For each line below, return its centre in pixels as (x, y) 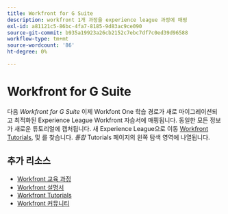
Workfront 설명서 (40, 187)
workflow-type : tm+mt (38, 39)
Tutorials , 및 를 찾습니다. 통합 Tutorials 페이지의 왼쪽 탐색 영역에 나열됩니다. (109, 137)
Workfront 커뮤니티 (43, 203)
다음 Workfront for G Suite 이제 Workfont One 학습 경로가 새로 (92, 111)
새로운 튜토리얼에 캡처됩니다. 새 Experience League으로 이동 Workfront (111, 128)
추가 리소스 (29, 161)
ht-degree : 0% (27, 52)
